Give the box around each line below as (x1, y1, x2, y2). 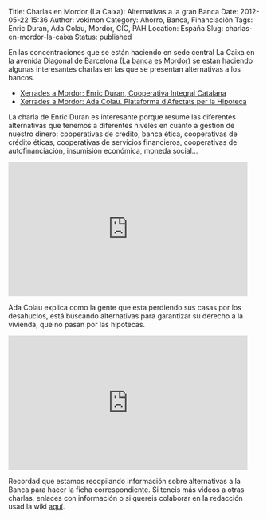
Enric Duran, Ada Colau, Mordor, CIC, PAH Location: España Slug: (8, 24, 224, 33)
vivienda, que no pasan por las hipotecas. (8, 320, 146, 329)
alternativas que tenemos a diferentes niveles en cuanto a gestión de (8, 121, 235, 130)
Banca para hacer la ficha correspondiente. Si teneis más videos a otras (8, 485, 245, 494)
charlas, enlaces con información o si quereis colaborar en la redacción (8, 494, 243, 502)
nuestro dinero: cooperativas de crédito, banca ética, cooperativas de (8, 129, 238, 139)
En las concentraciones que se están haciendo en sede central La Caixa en (8, 48, 255, 57)
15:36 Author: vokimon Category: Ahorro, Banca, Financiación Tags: (30, 15, 253, 25)
